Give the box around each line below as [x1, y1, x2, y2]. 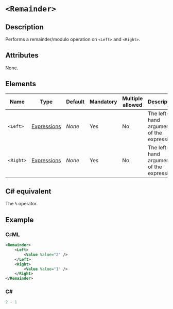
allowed [123, 101, 143, 108]
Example [5, 215, 34, 224]
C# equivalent [5, 187, 51, 196]
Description [5, 23, 44, 31]
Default [66, 98, 85, 105]
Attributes [5, 51, 39, 60]
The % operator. [5, 201, 38, 207]
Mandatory [89, 98, 117, 105]
